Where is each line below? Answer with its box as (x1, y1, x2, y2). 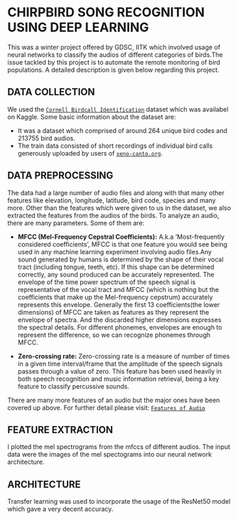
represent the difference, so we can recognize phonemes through (17, 330, 211, 339)
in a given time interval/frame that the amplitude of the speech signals (17, 359, 223, 368)
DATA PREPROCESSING (7, 170, 114, 182)
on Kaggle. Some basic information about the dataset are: (7, 112, 176, 121)
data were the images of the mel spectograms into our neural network (7, 450, 212, 459)
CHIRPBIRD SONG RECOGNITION (7, 4, 205, 21)
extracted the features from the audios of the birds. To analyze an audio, (7, 211, 220, 220)
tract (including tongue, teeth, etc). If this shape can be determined (17, 262, 215, 271)
